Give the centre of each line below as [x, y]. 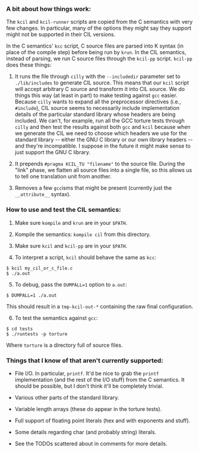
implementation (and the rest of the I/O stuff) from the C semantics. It [99, 379]
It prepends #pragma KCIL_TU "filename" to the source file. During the [100, 164]
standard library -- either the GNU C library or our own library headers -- [104, 140]
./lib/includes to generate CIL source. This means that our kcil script [102, 83]
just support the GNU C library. [53, 152]
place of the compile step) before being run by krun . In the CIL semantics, [96, 52]
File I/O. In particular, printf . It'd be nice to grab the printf [87, 373]
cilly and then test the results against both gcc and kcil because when [103, 127]
